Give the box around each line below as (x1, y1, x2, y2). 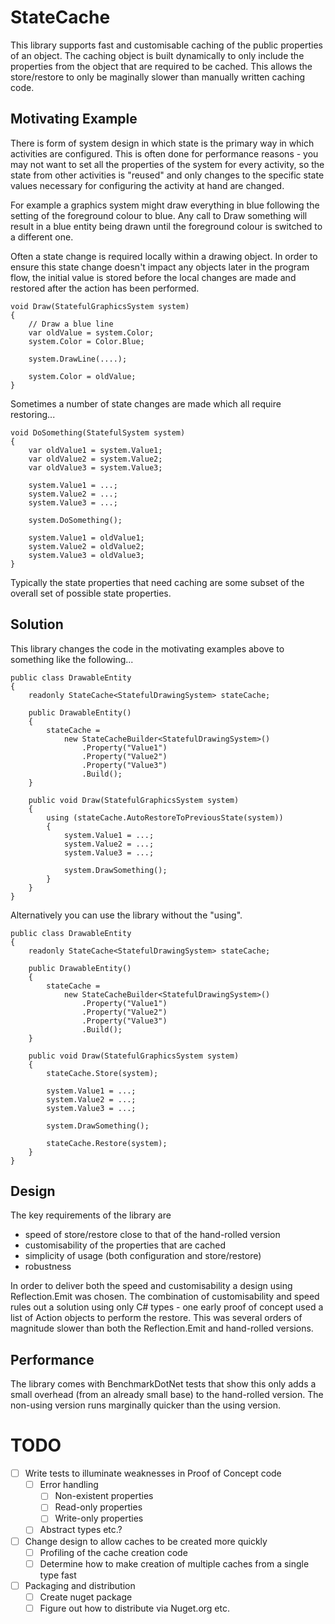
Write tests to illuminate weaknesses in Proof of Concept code (24, 1467, 282, 1480)
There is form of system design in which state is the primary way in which (10, 137, 315, 149)
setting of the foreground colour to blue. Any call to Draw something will (10, 209, 308, 221)
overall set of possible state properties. (10, 587, 172, 599)
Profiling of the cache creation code (39, 1546, 188, 1558)
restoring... (10, 408, 56, 420)
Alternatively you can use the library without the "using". (10, 909, 243, 921)
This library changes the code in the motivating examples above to (10, 642, 285, 655)
